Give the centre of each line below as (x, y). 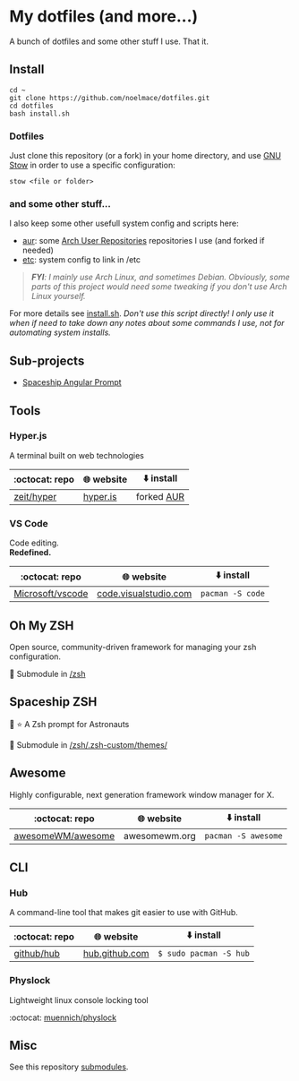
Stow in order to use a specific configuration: (93, 165)
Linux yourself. (59, 296)
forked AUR (160, 496)
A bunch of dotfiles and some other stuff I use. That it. (109, 41)
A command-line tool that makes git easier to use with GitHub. (124, 913)
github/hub (37, 954)
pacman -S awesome (244, 836)
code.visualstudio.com (145, 594)
